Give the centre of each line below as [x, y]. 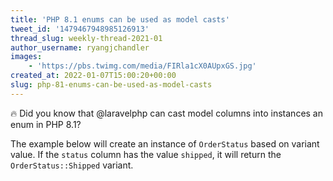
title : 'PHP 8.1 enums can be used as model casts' [120, 19]
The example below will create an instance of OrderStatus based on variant [165, 143]
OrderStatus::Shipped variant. [72, 165]
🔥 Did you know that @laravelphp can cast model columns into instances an [167, 113]
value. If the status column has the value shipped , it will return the [146, 154]
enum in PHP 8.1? [46, 124]
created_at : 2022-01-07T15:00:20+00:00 [93, 76]
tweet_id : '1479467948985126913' [80, 29]
